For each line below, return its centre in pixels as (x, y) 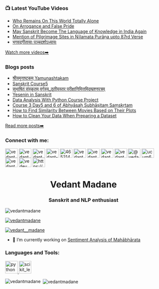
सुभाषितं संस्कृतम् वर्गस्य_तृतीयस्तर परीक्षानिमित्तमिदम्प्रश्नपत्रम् (59, 89)
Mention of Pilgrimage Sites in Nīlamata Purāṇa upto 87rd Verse (78, 37)
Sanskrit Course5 (30, 84)
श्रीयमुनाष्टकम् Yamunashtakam (40, 78)
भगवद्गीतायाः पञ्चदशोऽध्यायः (34, 42)
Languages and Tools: (32, 253)
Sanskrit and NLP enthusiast (83, 200)
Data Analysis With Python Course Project (55, 99)
